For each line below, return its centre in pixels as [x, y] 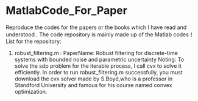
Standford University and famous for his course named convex [93, 85]
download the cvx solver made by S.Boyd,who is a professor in [94, 79]
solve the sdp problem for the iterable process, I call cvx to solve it [98, 66]
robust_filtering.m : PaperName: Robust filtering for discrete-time [96, 53]
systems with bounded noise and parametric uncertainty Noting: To [99, 59]
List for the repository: [34, 41]
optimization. [31, 91]
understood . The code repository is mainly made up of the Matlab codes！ [100, 34]
